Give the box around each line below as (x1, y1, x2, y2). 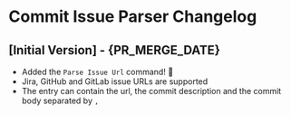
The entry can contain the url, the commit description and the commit (21, 86, 282, 96)
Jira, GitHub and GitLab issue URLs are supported (21, 76, 209, 87)
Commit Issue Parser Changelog (8, 6, 257, 27)
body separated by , (21, 95, 99, 106)
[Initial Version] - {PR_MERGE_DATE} (8, 43, 221, 58)
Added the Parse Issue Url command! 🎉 (21, 66, 174, 77)
